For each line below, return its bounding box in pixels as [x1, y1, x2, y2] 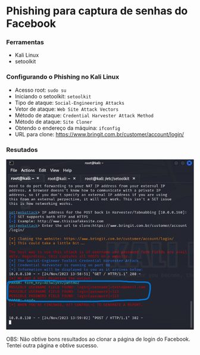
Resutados [6, 145, 38, 154]
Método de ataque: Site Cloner [14, 118, 93, 125]
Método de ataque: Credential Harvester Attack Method [14, 111, 154, 119]
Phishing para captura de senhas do [6, 4, 188, 18]
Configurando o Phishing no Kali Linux [6, 73, 120, 81]
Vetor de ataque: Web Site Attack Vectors [14, 105, 119, 113]
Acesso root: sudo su [14, 86, 67, 94]
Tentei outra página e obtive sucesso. [6, 341, 99, 349]
